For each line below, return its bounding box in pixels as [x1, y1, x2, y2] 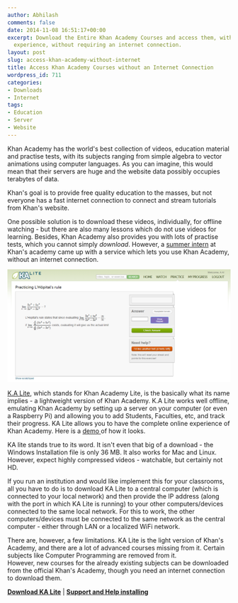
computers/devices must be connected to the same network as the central [7, 515, 225, 523]
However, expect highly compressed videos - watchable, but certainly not [7, 456, 223, 464]
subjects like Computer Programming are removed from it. [7, 551, 177, 560]
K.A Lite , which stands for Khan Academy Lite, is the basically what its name [7, 389, 230, 397]
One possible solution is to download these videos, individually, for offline [7, 217, 222, 225]
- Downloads [7, 86, 42, 94]
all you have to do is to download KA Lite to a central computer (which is [7, 484, 218, 493]
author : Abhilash [7, 11, 59, 18]
